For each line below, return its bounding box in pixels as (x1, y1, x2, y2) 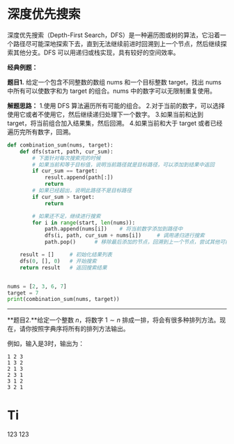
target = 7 (7, 289, 39, 297)
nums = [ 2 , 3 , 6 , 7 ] (7, 283, 68, 290)
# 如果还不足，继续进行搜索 (32, 212, 101, 220)
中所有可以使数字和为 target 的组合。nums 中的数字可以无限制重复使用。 (7, 87, 216, 95)
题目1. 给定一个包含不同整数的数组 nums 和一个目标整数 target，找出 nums (7, 77, 221, 86)
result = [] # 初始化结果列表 (19, 251, 113, 258)
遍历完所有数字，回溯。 (7, 127, 75, 136)
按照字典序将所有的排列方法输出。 (31, 325, 130, 333)
